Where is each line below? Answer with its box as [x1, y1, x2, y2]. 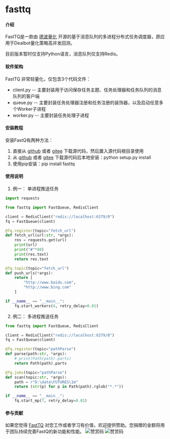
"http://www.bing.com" [23, 285, 72, 290]
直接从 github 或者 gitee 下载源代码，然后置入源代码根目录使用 [12, 148, 144, 154]
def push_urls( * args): [5, 270, 53, 276]
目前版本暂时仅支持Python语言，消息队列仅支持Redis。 [5, 51, 121, 57]
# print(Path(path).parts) [14, 356, 72, 361]
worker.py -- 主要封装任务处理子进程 [12, 112, 89, 118]
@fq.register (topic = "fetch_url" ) [5, 228, 76, 233]
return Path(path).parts [14, 360, 67, 366]
